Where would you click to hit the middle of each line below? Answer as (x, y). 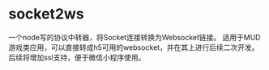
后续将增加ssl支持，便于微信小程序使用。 (77, 57)
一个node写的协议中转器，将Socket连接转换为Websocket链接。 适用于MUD (134, 37)
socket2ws (46, 14)
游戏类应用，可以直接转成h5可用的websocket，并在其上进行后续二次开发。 (134, 47)
